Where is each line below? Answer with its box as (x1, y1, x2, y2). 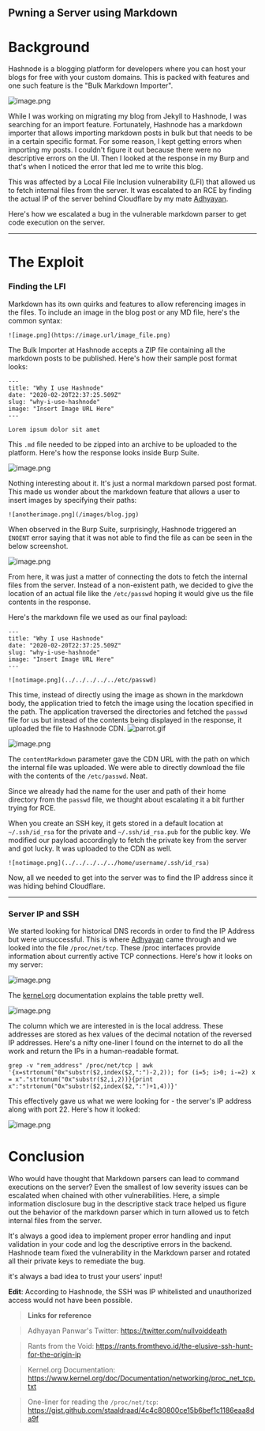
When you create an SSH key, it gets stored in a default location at (8, 818, 223, 828)
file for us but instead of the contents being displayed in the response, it (8, 715, 242, 724)
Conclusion (8, 1148, 85, 1165)
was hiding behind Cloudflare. (8, 881, 106, 890)
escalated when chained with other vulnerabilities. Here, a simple (8, 1191, 220, 1200)
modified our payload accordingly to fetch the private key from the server (8, 835, 247, 844)
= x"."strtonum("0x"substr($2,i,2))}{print (8, 1075, 154, 1084)
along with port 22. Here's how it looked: (8, 1104, 140, 1114)
